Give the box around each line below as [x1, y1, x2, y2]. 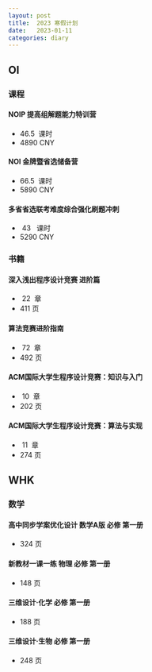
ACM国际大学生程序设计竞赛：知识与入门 [8, 373, 143, 382]
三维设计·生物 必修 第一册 [8, 636, 91, 646]
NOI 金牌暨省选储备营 [8, 156, 78, 167]
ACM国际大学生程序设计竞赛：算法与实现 [8, 421, 143, 431]
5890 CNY [19, 184, 55, 195]
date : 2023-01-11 [8, 26, 73, 34]
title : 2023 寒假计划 [8, 19, 78, 27]
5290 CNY [19, 232, 55, 242]
